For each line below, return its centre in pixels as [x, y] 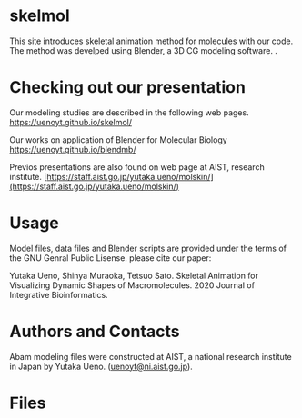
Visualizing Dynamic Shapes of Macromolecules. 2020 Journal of [132, 285]
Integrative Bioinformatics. [59, 294]
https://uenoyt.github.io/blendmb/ [73, 149]
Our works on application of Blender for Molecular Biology [118, 139]
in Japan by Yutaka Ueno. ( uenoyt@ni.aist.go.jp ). [101, 366]
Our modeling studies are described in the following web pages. [129, 112]
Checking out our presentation [127, 88]
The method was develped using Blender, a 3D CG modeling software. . [143, 50]
